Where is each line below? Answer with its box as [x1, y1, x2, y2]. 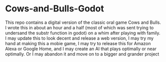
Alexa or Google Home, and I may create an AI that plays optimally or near [5, 46, 157, 52]
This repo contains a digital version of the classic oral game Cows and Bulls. [5, 19, 162, 25]
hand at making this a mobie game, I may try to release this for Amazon [5, 40, 151, 46]
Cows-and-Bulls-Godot [5, 3, 104, 14]
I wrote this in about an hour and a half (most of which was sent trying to [5, 24, 154, 30]
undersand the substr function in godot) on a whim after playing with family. [5, 30, 161, 36]
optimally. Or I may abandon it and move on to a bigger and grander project [5, 51, 160, 57]
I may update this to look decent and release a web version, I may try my [5, 35, 154, 41]
